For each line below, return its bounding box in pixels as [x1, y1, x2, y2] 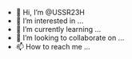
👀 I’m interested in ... [15, 16, 84, 26]
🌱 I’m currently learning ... [15, 25, 102, 33]
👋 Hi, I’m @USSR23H [15, 8, 86, 17]
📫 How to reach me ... [15, 42, 90, 51]
